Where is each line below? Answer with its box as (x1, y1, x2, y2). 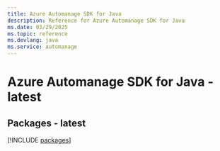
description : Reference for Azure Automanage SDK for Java (7, 17, 185, 24)
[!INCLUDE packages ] (7, 136, 71, 144)
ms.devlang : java (7, 37, 59, 44)
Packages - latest (7, 117, 86, 129)
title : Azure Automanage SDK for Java (7, 10, 122, 18)
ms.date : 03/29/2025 (7, 23, 69, 30)
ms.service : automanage (7, 43, 78, 50)
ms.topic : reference (7, 30, 69, 38)
